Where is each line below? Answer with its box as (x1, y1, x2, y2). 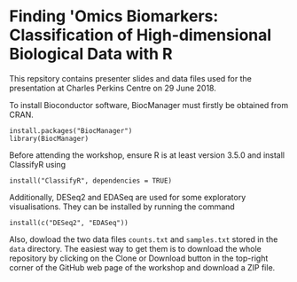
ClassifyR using (9, 159, 66, 169)
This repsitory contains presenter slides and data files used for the (9, 73, 253, 83)
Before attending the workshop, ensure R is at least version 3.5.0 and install (9, 149, 285, 161)
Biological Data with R (9, 44, 173, 64)
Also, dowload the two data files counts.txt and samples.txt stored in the (9, 233, 278, 245)
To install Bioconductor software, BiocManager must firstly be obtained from (9, 99, 289, 110)
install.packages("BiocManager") (9, 126, 133, 135)
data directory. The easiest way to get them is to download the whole (9, 243, 262, 254)
